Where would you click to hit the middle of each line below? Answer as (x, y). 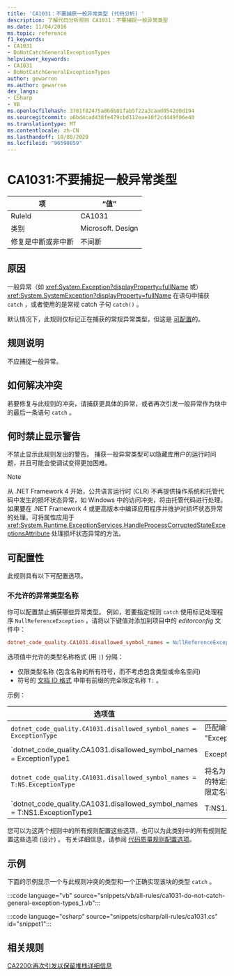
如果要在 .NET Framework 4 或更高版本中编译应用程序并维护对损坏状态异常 (115, 509)
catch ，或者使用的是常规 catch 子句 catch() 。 (75, 304)
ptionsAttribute (29, 533)
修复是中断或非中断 (42, 242)
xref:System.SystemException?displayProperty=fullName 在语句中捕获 (109, 295)
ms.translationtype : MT (42, 124)
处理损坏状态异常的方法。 (88, 533)
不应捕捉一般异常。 (35, 361)
